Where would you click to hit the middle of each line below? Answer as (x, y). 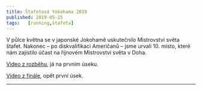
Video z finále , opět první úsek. (45, 76)
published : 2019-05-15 (35, 17)
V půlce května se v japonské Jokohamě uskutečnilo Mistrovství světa (93, 40)
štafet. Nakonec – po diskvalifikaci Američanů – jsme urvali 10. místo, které (98, 46)
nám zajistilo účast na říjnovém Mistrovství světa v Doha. (77, 53)
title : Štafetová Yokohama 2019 (47, 12)
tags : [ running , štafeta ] (40, 23)
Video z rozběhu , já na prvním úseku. (52, 64)
